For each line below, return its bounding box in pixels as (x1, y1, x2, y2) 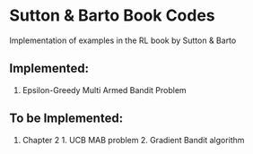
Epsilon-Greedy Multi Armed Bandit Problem (22, 84, 187, 95)
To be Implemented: (9, 111, 124, 126)
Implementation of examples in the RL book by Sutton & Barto (9, 35, 237, 46)
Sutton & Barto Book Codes (9, 5, 215, 26)
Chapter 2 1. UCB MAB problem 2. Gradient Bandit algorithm (22, 134, 245, 145)
